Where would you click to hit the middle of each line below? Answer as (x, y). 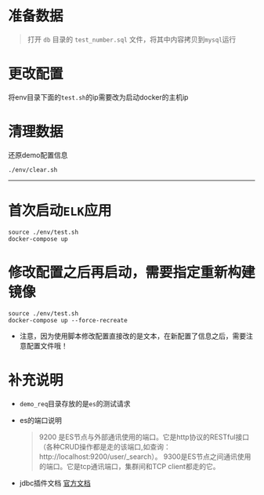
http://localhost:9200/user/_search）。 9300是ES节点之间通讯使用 (145, 457)
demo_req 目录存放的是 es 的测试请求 (75, 403)
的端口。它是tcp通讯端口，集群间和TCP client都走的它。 (130, 466)
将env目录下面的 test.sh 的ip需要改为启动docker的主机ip (98, 97)
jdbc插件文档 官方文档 (55, 482)
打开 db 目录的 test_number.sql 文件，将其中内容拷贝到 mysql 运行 (132, 39)
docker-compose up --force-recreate (68, 320)
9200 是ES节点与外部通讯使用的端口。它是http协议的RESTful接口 (144, 437)
